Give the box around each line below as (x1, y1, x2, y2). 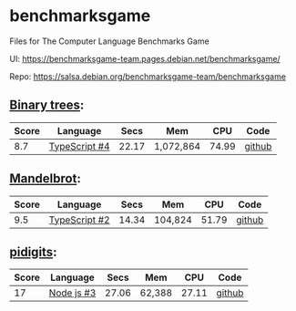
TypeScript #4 (48, 140, 111, 152)
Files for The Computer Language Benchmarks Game (9, 36, 209, 47)
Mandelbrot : (9, 171, 82, 187)
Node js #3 (48, 286, 97, 299)
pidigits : (9, 244, 57, 260)
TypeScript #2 (48, 213, 111, 226)
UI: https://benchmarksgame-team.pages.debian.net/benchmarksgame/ (9, 53, 281, 64)
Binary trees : (9, 98, 85, 113)
